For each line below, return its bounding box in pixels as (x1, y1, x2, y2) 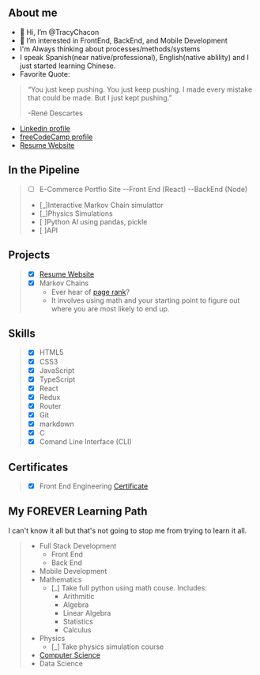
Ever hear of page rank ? (51, 287, 130, 296)
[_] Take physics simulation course (51, 642, 164, 651)
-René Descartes (27, 108, 83, 118)
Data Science (39, 658, 83, 668)
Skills (8, 327, 36, 341)
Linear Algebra (62, 608, 111, 617)
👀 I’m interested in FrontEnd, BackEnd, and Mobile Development (19, 36, 228, 45)
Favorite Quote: (19, 69, 70, 78)
